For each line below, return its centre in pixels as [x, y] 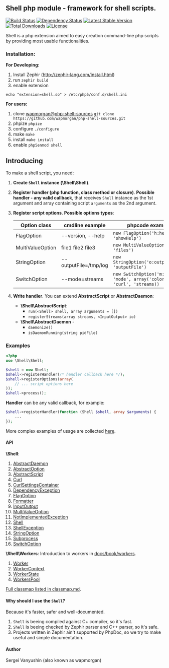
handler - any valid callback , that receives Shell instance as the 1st [83, 197]
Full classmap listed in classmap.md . [43, 589]
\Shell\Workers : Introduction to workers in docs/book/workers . [71, 554]
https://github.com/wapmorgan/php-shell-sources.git [69, 119]
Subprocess [25, 539]
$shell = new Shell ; [27, 370]
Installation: [21, 54]
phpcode [138, 225]
